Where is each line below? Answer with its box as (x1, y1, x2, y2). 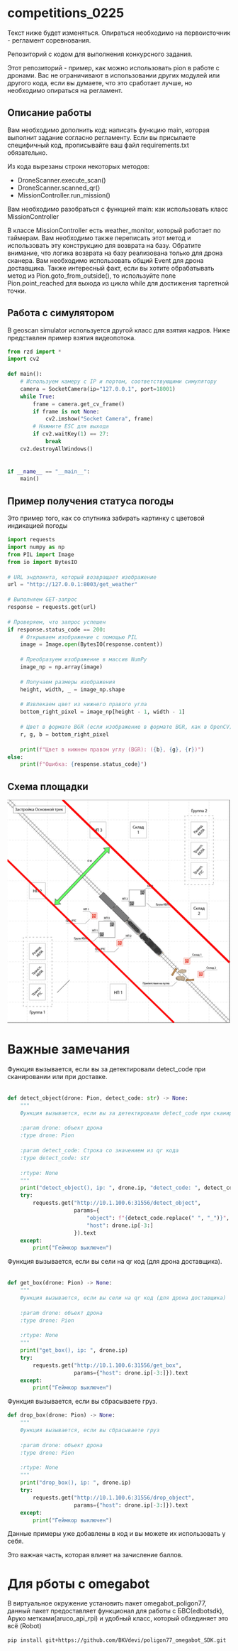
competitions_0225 (7, 5, 125, 21)
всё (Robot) (7, 1622, 42, 1630)
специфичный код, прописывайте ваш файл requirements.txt (7, 141, 190, 149)
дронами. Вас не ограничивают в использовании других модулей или (7, 71, 220, 80)
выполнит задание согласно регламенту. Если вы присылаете (7, 133, 196, 141)
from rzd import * (7, 348, 62, 355)
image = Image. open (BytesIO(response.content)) (20, 641, 163, 648)
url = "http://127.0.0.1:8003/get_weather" (7, 581, 138, 588)
